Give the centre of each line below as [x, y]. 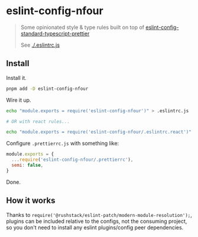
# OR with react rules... [38, 121]
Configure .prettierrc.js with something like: [63, 144]
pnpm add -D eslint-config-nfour [47, 89]
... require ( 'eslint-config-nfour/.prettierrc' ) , [72, 160]
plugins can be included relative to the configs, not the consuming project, [97, 221]
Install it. [16, 77]
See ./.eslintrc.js [40, 45]
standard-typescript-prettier [55, 33]
